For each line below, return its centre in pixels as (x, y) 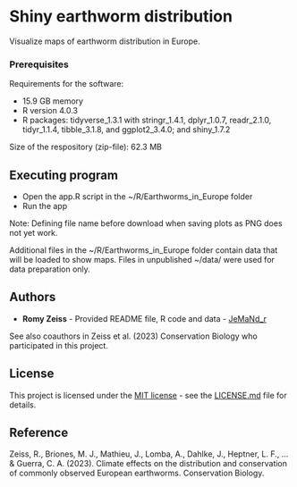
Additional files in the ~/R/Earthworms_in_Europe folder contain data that (144, 250)
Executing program (64, 175)
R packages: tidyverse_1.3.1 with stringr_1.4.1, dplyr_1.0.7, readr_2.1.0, (147, 120)
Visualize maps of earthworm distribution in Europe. (105, 41)
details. (23, 405)
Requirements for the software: (67, 84)
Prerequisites (39, 64)
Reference (39, 433)
